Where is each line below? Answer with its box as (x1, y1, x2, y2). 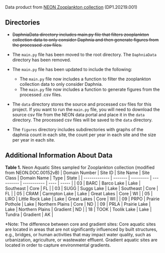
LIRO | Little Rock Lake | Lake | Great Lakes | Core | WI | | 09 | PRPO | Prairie (5, 196, 160, 202)
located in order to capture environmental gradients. (5, 242, 111, 248)
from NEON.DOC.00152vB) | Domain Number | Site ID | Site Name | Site (5, 170, 150, 176)
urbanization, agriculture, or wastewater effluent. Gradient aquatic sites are (5, 237, 158, 243)
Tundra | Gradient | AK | (5, 212, 53, 217)
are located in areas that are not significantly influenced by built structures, (5, 226, 158, 232)
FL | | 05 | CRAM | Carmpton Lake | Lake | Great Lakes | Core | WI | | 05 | (5, 190, 153, 196)
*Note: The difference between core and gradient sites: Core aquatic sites (5, 221, 156, 227)
